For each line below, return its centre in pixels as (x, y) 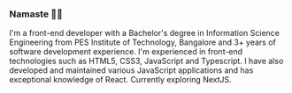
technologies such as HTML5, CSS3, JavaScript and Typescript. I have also (146, 61)
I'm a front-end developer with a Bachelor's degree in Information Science (145, 33)
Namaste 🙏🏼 (36, 14)
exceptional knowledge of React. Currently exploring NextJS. (120, 80)
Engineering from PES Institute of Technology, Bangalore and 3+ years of (142, 42)
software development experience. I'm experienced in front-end (126, 52)
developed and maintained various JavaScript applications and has (131, 70)
